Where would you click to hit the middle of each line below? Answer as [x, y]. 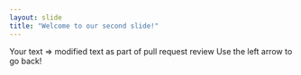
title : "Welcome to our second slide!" [84, 26]
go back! [26, 61]
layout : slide [36, 17]
